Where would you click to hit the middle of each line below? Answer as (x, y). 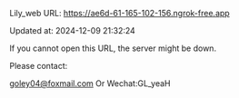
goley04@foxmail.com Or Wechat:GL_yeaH (90, 83)
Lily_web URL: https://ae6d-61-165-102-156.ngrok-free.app (119, 13)
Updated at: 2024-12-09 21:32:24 (73, 30)
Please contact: (39, 66)
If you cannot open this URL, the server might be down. (113, 48)
